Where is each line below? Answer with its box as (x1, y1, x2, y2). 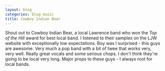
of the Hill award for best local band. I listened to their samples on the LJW (5, 35, 157, 41)
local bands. (5, 61, 30, 67)
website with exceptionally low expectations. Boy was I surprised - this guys (5, 40, 161, 46)
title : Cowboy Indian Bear (5, 16, 61, 21)
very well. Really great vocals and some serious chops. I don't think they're (5, 51, 158, 57)
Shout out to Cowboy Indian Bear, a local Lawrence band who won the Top (5, 30, 157, 36)
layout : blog (5, 7, 32, 12)
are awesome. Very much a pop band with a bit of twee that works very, (5, 45, 152, 52)
